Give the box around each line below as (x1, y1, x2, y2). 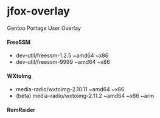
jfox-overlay (7, 4, 71, 18)
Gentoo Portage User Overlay (7, 24, 82, 32)
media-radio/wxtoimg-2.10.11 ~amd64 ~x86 (15, 86, 125, 93)
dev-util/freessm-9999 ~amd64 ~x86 (15, 58, 110, 66)
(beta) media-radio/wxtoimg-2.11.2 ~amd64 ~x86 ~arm (15, 92, 155, 100)
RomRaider (7, 106, 36, 113)
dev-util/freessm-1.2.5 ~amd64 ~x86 (15, 52, 109, 59)
